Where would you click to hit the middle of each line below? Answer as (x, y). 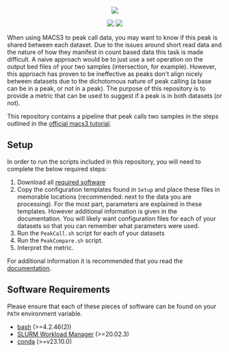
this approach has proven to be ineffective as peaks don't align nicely (105, 74)
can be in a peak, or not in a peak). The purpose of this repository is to (107, 88)
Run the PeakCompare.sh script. (60, 240)
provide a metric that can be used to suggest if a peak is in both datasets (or (114, 96)
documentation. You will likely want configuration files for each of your (117, 218)
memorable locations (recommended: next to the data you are (104, 197)
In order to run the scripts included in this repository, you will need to (104, 162)
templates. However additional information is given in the (97, 211)
